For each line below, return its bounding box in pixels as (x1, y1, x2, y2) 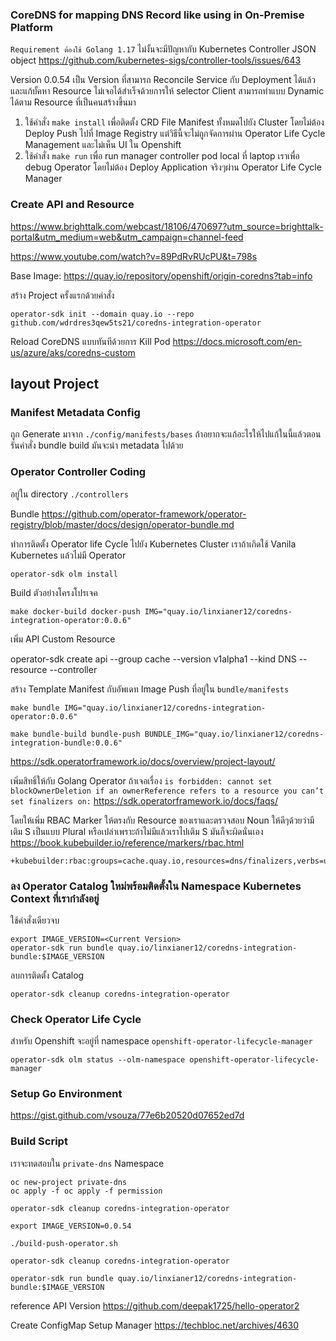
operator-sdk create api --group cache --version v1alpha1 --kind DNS (10, 653, 297, 665)
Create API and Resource (10, 198, 135, 212)
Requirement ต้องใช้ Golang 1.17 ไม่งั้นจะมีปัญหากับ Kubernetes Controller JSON (10, 43, 317, 55)
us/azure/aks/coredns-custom (10, 346, 136, 358)
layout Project (10, 375, 100, 392)
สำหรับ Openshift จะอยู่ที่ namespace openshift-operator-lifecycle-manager (10, 1035, 313, 1047)
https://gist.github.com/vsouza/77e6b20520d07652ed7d (10, 1109, 245, 1122)
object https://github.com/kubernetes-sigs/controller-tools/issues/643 (10, 54, 302, 67)
